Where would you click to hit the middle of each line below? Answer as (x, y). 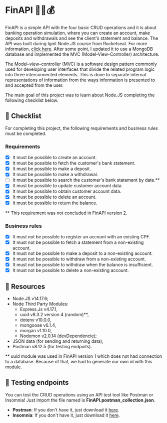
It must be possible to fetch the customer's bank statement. (74, 163)
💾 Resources (25, 286)
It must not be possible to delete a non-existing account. (70, 270)
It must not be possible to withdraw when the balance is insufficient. (83, 265)
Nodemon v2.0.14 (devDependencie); (58, 336)
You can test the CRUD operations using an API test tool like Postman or (79, 394)
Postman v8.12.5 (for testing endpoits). (52, 347)
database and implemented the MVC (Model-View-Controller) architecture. (82, 54)
